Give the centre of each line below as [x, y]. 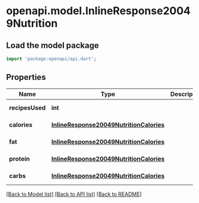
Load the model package [53, 45]
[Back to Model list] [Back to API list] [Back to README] [74, 194]
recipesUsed [28, 108]
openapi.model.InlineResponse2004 [98, 11]
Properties [26, 77]
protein [20, 159]
